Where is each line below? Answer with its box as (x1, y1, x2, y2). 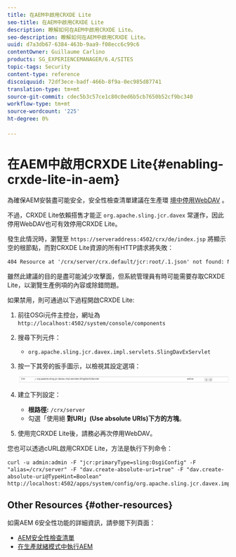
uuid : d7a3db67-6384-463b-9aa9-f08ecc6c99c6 (7, 41, 140, 49)
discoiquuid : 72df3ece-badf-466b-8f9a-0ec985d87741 (7, 78, 162, 85)
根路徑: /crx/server (27, 405, 86, 413)
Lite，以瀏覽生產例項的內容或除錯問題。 (7, 280, 123, 289)
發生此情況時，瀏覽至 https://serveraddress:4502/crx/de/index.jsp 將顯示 (7, 234, 226, 243)
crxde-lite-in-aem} (7, 171, 121, 187)
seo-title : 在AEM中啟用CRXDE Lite (7, 18, 104, 26)
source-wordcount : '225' (7, 108, 80, 115)
